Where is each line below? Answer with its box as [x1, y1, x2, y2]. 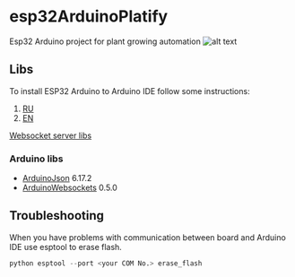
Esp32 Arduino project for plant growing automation [9, 36, 202, 47]
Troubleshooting [9, 208, 105, 223]
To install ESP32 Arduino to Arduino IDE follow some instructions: [9, 85, 250, 96]
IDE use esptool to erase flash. [9, 241, 123, 252]
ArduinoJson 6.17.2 [22, 173, 92, 184]
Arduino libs [9, 152, 64, 165]
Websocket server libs [9, 130, 92, 141]
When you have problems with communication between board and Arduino [9, 231, 287, 243]
